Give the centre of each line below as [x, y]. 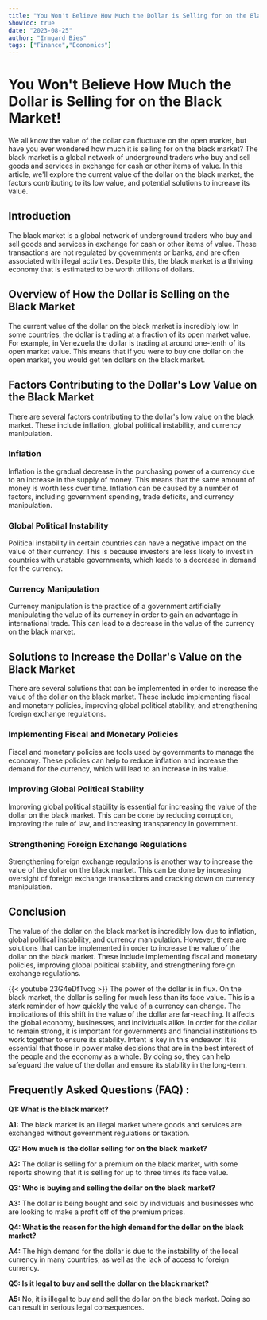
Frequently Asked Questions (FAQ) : [99, 1090]
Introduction [40, 216]
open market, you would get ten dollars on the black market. [107, 360]
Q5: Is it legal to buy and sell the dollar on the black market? [108, 1283]
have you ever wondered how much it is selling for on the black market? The [133, 149]
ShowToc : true [32, 23]
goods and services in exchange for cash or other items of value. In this [126, 166]
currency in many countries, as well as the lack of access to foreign [119, 1259]
